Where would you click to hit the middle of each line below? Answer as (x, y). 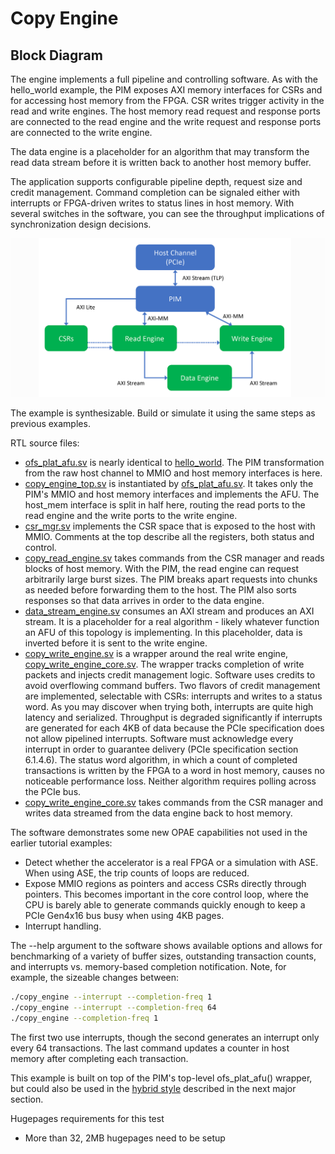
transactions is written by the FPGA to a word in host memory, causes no (174, 771)
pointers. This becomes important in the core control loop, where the (166, 894)
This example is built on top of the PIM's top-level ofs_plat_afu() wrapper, (161, 1078)
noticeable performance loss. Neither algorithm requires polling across (170, 781)
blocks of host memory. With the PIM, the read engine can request (162, 569)
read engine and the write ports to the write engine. (131, 516)
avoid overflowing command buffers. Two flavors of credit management (172, 686)
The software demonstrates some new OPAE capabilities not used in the (159, 833)
